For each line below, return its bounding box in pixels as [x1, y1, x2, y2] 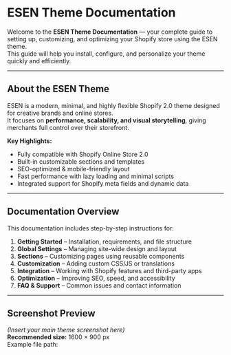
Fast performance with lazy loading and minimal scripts [16, 172, 174, 180]
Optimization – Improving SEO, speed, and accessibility [16, 274, 175, 282]
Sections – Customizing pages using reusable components [16, 252, 185, 260]
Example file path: [7, 341, 58, 349]
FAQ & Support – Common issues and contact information [16, 281, 181, 290]
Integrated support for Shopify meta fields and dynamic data [16, 179, 189, 187]
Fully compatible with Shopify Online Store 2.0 [16, 150, 149, 158]
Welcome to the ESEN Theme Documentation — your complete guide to [7, 28, 213, 36]
